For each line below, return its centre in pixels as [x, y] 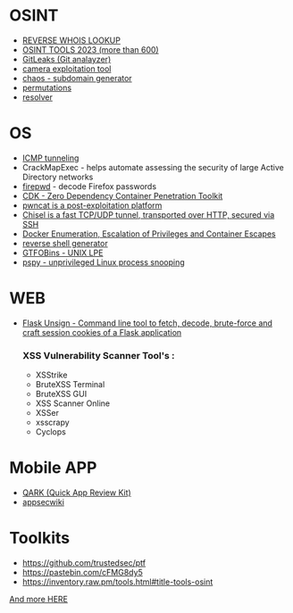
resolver [38, 97]
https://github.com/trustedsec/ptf [84, 562]
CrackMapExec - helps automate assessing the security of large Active [153, 167]
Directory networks [58, 177]
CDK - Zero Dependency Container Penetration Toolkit [122, 195]
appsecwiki [43, 502]
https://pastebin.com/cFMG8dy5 [82, 572]
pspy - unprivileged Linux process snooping [103, 262]
